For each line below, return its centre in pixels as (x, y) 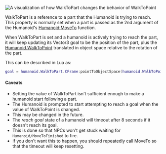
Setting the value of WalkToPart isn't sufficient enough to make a (78, 94)
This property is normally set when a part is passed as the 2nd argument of (82, 22)
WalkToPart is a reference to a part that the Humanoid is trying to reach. (78, 17)
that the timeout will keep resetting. (48, 146)
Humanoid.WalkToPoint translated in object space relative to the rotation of (81, 48)
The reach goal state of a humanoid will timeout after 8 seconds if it (81, 120)
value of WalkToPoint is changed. (46, 110)
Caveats (14, 83)
